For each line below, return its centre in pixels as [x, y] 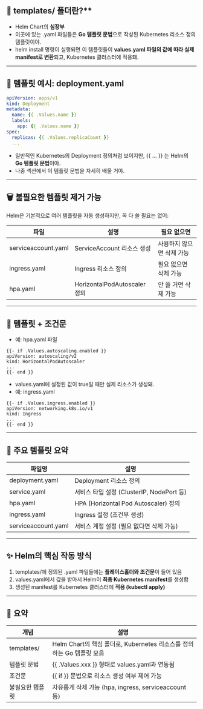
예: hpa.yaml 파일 [36, 340]
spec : [13, 132]
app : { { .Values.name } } [48, 126]
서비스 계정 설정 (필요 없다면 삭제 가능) [126, 526]
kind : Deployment [28, 104]
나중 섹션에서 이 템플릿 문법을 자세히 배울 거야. [70, 170]
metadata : [19, 109]
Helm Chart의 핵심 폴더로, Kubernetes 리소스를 [117, 643]
